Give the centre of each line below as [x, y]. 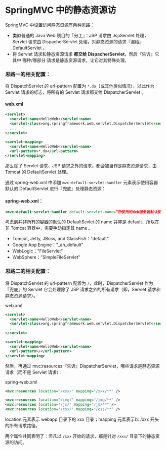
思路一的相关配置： [28, 74]
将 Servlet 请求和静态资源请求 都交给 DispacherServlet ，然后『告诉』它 [86, 54]
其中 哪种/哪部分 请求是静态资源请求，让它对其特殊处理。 [71, 60]
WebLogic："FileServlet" [38, 251]
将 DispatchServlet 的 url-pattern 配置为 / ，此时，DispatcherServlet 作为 [79, 283]
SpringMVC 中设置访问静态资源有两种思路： [50, 25]
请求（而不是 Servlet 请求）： [34, 372]
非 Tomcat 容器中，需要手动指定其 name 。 [49, 228]
